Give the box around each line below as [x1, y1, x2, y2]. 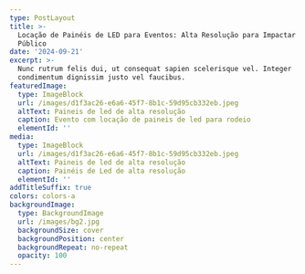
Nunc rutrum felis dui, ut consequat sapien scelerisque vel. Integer [17, 65, 292, 74]
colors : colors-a [9, 192, 76, 201]
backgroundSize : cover [17, 226, 104, 235]
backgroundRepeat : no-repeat [17, 243, 129, 252]
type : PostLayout [9, 13, 76, 23]
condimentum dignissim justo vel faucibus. [17, 73, 185, 82]
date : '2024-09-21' [9, 47, 84, 57]
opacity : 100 [17, 251, 68, 260]
